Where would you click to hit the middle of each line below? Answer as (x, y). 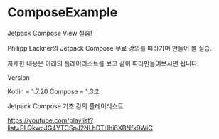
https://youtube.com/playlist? (50, 120)
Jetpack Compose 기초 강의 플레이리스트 (65, 106)
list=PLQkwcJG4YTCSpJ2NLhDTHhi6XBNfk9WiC (80, 128)
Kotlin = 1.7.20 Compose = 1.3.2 (53, 91)
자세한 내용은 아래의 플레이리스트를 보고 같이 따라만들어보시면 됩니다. (103, 63)
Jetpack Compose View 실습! (50, 33)
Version (18, 77)
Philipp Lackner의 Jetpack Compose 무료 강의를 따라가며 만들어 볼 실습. (109, 48)
